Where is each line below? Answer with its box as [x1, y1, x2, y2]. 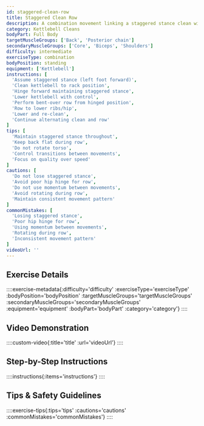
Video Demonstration [6, 322, 89, 333]
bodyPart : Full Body [6, 32, 59, 38]
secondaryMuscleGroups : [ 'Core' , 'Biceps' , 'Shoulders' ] [6, 43, 154, 49]
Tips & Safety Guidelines [6, 391, 101, 401]
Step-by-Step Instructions [6, 357, 108, 367]
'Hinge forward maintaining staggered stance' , [12, 88, 135, 94]
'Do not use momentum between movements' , [12, 185, 121, 191]
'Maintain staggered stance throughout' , [12, 133, 118, 140]
